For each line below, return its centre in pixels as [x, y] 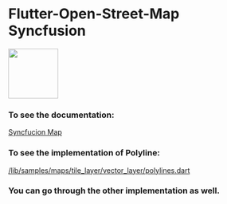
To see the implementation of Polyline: [84, 153]
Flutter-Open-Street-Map [94, 14]
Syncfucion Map [35, 132]
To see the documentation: [61, 115]
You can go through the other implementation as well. [114, 190]
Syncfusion [47, 31]
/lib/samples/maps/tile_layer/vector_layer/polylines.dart [99, 170]
